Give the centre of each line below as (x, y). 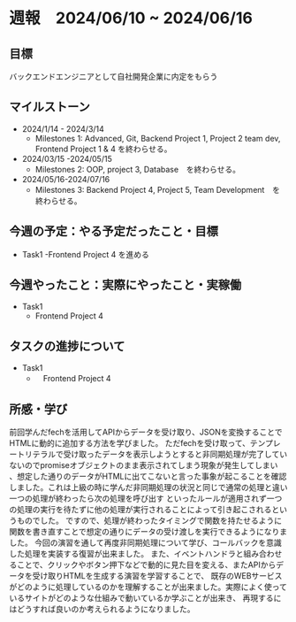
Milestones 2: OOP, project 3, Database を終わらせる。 (138, 169)
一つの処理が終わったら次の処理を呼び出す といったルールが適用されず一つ (146, 499)
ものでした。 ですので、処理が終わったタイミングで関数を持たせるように (149, 521)
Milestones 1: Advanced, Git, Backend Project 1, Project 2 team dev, (158, 138)
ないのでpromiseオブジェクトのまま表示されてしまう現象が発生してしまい (144, 465)
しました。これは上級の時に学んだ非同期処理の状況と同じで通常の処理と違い (148, 488)
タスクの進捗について (67, 346)
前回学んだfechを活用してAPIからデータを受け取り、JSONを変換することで (146, 432)
